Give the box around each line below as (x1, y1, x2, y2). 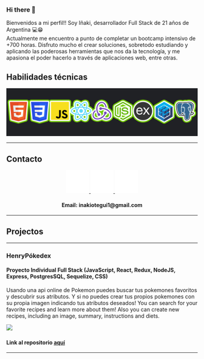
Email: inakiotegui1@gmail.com (61, 201, 143, 208)
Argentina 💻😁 (6, 26, 44, 33)
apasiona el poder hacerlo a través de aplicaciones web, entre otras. (6, 54, 178, 61)
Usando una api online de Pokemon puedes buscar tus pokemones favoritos (6, 287, 197, 294)
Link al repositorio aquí (6, 338, 66, 346)
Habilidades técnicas (6, 72, 88, 82)
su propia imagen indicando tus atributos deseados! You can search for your (6, 299, 198, 307)
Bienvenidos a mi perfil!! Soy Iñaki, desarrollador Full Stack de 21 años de (6, 19, 189, 27)
